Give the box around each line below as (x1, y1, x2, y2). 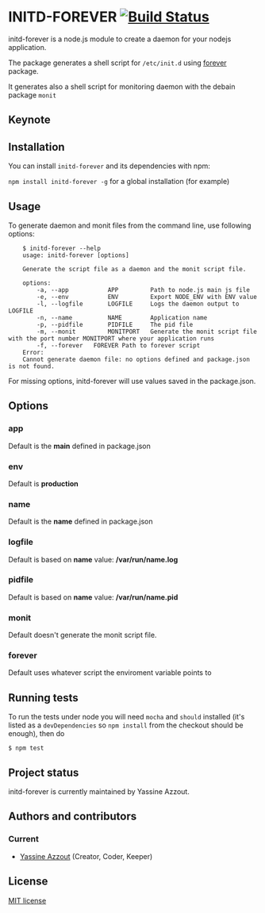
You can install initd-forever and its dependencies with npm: (8, 161, 210, 171)
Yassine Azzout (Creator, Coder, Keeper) (19, 851, 153, 861)
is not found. (8, 362, 56, 370)
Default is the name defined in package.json (8, 516, 153, 527)
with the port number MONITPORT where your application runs (8, 334, 215, 343)
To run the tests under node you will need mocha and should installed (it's (8, 712, 245, 722)
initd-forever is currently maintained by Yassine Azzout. (8, 787, 190, 796)
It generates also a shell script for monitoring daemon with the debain (8, 82, 236, 91)
